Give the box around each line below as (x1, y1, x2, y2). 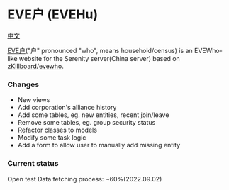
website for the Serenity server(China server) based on (18, 54, 181, 62)
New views (17, 96, 50, 104)
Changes (7, 79, 40, 89)
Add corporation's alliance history (17, 104, 117, 112)
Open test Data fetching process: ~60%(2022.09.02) (7, 174, 162, 183)
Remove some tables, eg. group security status (17, 118, 156, 127)
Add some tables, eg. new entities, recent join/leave (17, 111, 169, 119)
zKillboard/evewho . (7, 62, 64, 70)
